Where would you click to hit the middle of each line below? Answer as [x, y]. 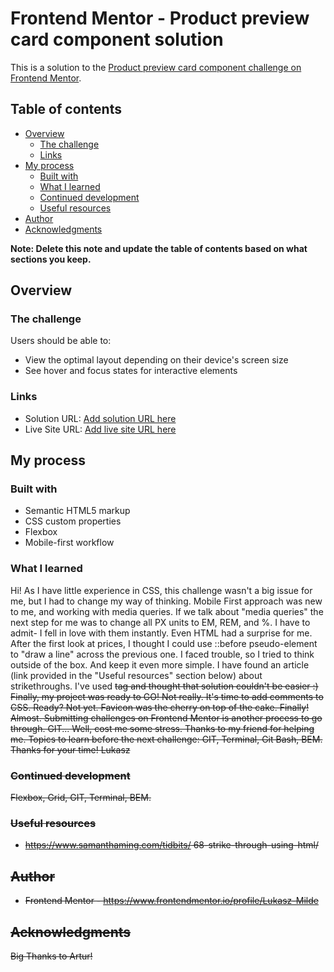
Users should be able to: [61, 341]
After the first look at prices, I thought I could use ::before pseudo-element [164, 643]
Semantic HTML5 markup [77, 511]
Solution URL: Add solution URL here [100, 418]
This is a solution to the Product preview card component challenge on [156, 67]
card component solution [117, 39]
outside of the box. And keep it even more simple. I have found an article [160, 664]
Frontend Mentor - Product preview [160, 18]
